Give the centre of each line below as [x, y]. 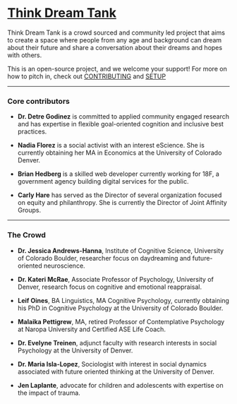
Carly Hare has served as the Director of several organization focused [120, 195]
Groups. [29, 210]
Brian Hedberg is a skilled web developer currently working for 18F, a [119, 174]
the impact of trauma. [49, 393]
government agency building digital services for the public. [103, 182]
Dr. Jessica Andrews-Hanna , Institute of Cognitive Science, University [121, 250]
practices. [32, 131]
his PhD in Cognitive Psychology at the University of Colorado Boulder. [120, 308]
